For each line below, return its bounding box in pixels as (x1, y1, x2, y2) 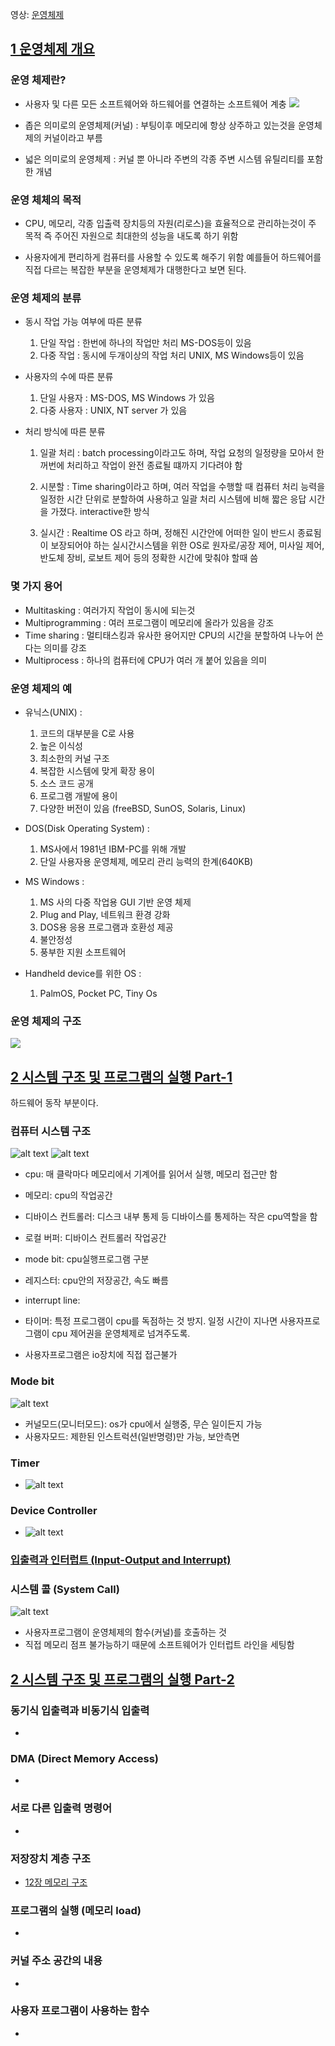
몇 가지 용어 (10, 579, 63, 593)
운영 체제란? (10, 73, 67, 87)
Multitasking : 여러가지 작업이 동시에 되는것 (24, 604, 196, 616)
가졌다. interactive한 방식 (50, 506, 150, 518)
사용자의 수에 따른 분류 (24, 371, 114, 383)
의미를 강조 (43, 641, 87, 653)
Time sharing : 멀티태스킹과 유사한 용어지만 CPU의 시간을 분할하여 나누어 (24, 629, 314, 641)
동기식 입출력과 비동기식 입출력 (10, 1703, 150, 1717)
